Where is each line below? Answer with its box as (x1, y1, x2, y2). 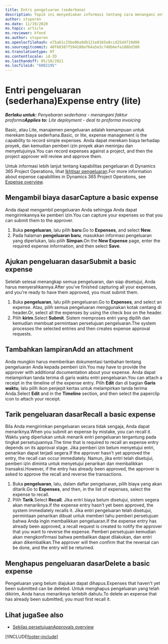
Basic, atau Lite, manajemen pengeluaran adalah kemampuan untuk (5, 127, 145, 133)
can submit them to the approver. (5, 217, 73, 223)
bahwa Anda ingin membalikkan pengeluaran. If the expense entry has (12, 518, 156, 524)
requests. (12, 330, 32, 336)
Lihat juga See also (5, 610, 64, 619)
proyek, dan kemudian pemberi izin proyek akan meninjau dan (5, 143, 133, 149)
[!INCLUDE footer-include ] (5, 633, 58, 639)
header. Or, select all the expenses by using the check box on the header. (12, 309, 162, 315)
